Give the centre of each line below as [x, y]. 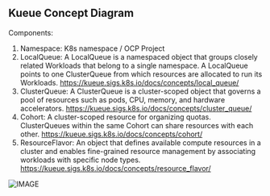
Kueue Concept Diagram [71, 13]
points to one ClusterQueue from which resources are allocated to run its [141, 74]
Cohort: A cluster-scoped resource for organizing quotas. [115, 117]
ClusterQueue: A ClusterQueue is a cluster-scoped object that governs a [140, 91]
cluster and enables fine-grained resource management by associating [138, 151]
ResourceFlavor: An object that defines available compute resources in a [141, 142]
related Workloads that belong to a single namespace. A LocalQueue [134, 65]
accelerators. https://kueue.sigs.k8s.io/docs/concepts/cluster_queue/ [136, 108]
